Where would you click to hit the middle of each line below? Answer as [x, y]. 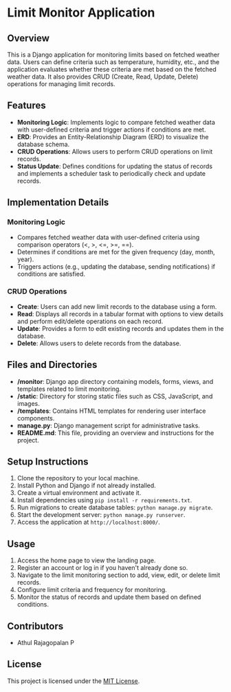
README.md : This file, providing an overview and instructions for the [115, 433]
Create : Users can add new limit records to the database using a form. [117, 306]
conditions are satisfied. [51, 274]
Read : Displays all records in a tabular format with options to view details [120, 314]
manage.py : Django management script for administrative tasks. [109, 425]
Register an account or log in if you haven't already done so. [102, 568]
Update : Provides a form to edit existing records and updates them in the [120, 328]
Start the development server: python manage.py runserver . [101, 515]
